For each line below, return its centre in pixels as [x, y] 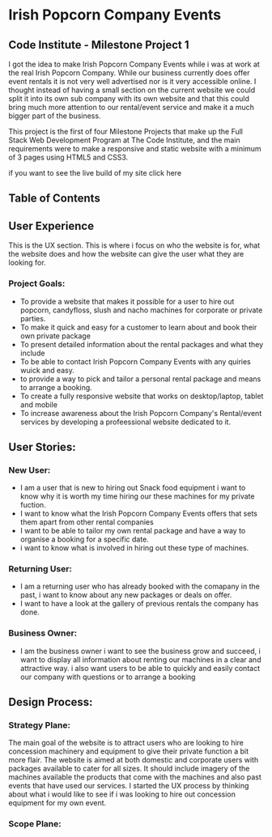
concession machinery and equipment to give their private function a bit [129, 751]
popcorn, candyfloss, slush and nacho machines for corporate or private [141, 310]
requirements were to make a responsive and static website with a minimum [135, 149]
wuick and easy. [47, 370]
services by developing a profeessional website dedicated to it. [125, 422]
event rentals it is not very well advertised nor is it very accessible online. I [132, 81]
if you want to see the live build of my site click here [95, 173]
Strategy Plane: [40, 725]
